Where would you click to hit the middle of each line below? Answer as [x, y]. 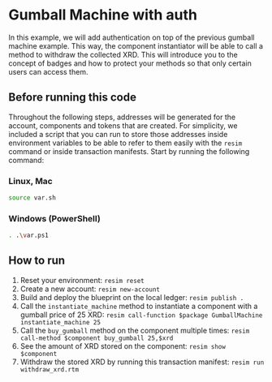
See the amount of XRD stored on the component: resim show [123, 346]
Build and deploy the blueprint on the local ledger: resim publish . [132, 297]
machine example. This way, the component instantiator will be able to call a [136, 45]
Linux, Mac [30, 181]
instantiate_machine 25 [60, 322]
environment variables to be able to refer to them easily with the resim [125, 143]
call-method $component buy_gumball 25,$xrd [97, 338]
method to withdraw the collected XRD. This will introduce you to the [123, 54]
